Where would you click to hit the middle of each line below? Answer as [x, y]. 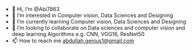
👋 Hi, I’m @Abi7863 [35, 9]
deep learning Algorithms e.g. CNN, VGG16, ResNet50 [78, 34]
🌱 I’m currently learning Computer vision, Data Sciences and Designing [99, 21]
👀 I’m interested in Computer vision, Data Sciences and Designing [92, 15]
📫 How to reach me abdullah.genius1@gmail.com [73, 41]
